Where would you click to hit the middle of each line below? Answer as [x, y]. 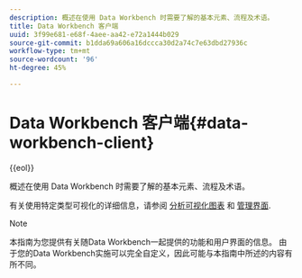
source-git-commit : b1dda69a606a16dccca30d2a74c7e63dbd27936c [128, 43]
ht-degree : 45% [38, 68]
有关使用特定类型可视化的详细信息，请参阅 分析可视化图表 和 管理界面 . [140, 205]
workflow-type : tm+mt [50, 51]
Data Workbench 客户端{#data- [129, 123]
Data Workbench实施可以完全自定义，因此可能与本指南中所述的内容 [159, 253]
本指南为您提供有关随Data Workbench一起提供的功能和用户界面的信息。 [143, 242]
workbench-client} [82, 143]
